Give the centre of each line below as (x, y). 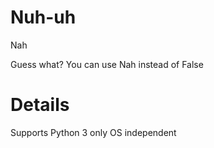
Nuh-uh (43, 17)
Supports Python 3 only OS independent (93, 132)
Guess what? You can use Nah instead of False (107, 64)
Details (40, 105)
